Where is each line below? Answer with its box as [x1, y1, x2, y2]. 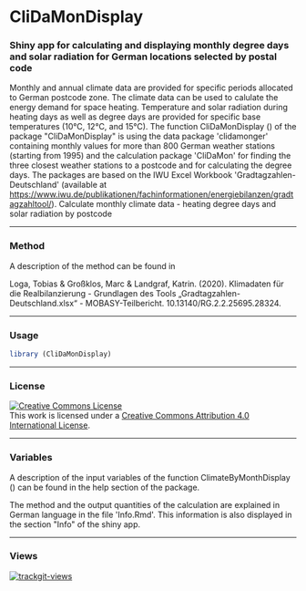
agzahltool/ [9, 199, 52, 210]
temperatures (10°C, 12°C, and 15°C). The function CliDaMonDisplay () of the [9, 121, 297, 132]
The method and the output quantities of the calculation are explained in [9, 499, 280, 510]
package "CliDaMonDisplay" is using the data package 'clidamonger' [9, 130, 269, 142]
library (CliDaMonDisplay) [9, 349, 112, 359]
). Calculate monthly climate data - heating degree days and [51, 199, 276, 210]
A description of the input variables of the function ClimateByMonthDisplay [9, 472, 291, 482]
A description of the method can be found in [9, 260, 176, 271]
